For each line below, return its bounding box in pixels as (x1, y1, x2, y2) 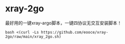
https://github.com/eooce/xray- (40, 30, 108, 35)
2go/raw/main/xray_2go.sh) (5, 34, 61, 39)
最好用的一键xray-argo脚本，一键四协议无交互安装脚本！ (5, 20, 122, 26)
